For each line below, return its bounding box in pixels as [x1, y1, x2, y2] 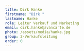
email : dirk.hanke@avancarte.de [5, 25, 70, 30]
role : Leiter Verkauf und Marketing [5, 20, 79, 26]
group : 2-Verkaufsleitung [5, 34, 57, 39]
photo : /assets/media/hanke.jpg [5, 30, 70, 34]
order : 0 [5, 39, 23, 44]
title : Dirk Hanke [5, 7, 42, 12]
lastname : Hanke [5, 16, 38, 21]
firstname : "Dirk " [5, 12, 45, 17]
